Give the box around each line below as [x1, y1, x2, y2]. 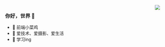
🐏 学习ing [12, 36, 32, 43]
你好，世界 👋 [5, 12, 35, 19]
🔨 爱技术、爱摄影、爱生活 [12, 31, 64, 36]
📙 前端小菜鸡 [12, 24, 38, 31]
